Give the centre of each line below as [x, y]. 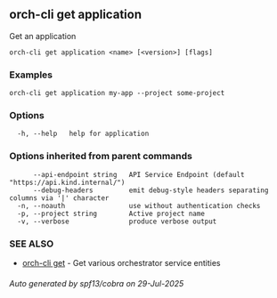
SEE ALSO [32, 244]
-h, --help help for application [83, 134]
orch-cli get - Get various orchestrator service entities [121, 263]
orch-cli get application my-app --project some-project [117, 93]
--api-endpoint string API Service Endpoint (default [138, 174]
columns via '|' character [59, 198]
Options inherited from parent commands [101, 157]
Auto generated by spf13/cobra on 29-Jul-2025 [97, 283]
